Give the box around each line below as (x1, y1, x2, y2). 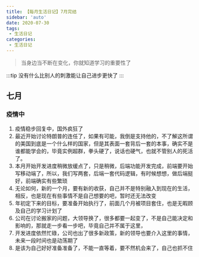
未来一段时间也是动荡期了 (14, 237, 78, 244)
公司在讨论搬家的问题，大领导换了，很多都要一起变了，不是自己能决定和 (14, 214, 193, 221)
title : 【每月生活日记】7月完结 (6, 8, 77, 15)
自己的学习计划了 (20, 207, 63, 214)
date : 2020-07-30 (6, 20, 50, 26)
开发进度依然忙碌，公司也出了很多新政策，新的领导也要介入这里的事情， (14, 229, 193, 236)
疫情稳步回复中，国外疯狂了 (14, 125, 84, 132)
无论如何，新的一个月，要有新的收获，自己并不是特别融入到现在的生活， (14, 184, 193, 191)
